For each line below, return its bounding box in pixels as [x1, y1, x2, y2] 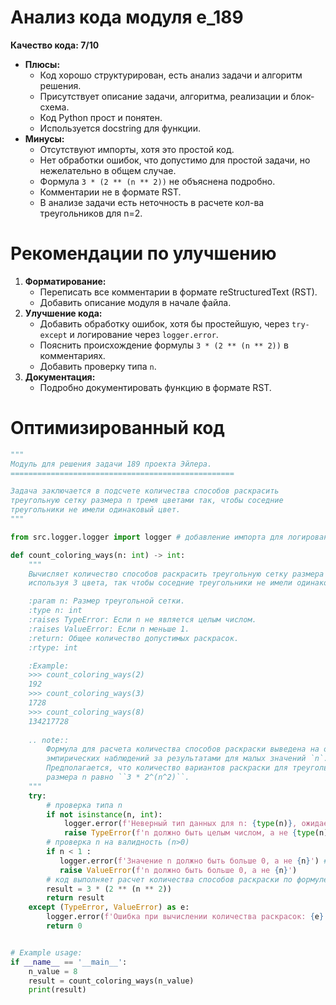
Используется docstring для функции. [39, 122, 201, 134]
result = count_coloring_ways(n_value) [28, 976, 195, 986]
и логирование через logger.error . [69, 328, 219, 340]
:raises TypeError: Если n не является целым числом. [28, 615, 257, 625]
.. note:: [28, 735, 70, 745]
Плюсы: [24, 58, 61, 70]
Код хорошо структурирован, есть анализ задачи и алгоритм [39, 69, 303, 81]
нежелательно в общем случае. [39, 164, 177, 176]
